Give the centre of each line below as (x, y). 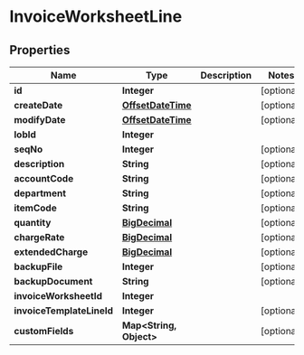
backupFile (38, 266)
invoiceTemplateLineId (64, 311)
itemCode (35, 208)
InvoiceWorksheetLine (96, 17)
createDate (38, 105)
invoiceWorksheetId (58, 296)
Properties (40, 50)
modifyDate (40, 120)
